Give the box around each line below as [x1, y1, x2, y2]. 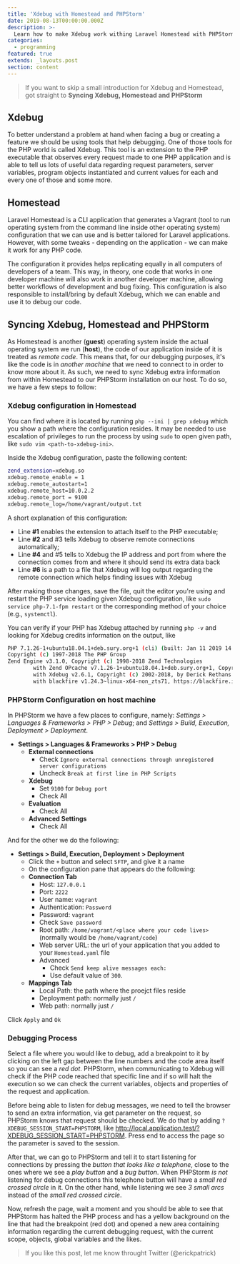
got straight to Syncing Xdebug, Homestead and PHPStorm [24, 91, 203, 99]
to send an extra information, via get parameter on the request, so [7, 1108, 201, 1118]
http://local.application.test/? [115, 1124, 200, 1133]
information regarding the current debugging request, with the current [7, 1228, 214, 1236]
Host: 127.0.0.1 [39, 880, 86, 889]
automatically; [17, 542, 59, 551]
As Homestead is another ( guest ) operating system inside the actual [7, 337, 209, 346]
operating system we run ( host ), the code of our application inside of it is [7, 345, 223, 353]
